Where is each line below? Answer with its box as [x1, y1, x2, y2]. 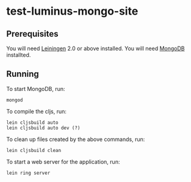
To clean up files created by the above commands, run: [6, 136, 145, 143]
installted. [6, 51, 31, 59]
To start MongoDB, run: [6, 85, 65, 92]
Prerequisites [6, 29, 59, 39]
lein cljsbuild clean [6, 147, 62, 153]
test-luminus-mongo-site [6, 4, 139, 18]
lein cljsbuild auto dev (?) [6, 125, 81, 131]
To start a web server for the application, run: [6, 158, 120, 166]
